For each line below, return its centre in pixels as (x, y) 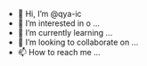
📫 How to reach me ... (59, 52)
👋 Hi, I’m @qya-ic (49, 14)
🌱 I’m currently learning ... (65, 33)
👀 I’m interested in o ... (59, 23)
